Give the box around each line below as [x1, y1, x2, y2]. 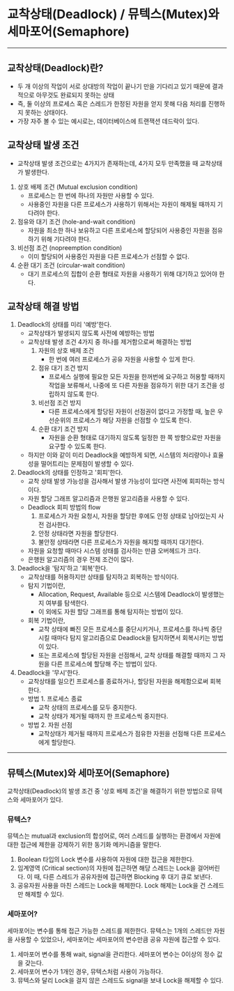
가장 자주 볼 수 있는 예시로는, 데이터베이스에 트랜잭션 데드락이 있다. [17, 116, 200, 125]
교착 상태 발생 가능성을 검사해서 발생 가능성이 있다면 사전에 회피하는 [27, 477, 212, 485]
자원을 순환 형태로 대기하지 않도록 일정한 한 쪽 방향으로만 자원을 [48, 433, 221, 442]
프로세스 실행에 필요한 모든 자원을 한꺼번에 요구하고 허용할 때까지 [48, 373, 226, 381]
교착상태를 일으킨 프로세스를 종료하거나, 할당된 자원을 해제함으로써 [27, 677, 209, 686]
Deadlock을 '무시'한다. [17, 669, 80, 677]
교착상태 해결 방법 [7, 300, 79, 312]
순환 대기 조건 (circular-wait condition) [17, 260, 125, 269]
